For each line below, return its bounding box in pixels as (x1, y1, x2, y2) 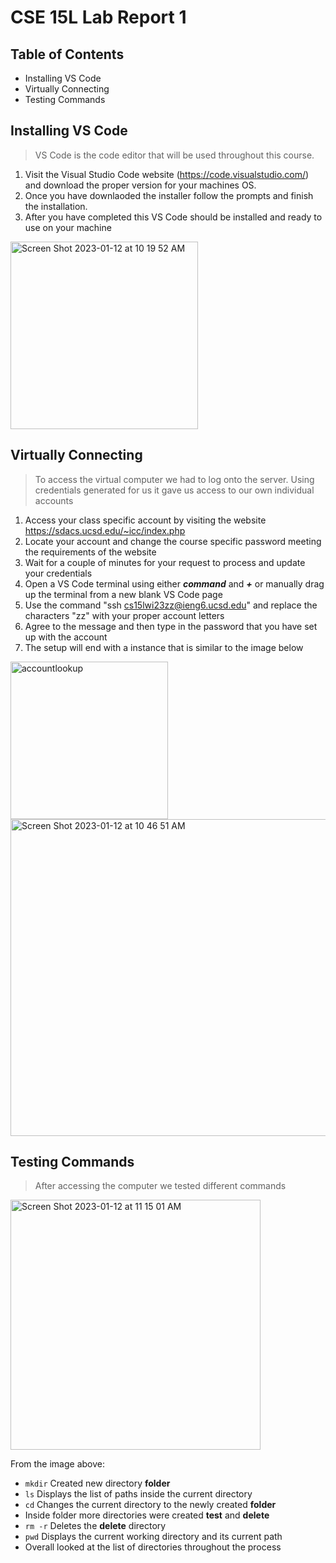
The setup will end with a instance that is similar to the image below (24, 641, 304, 653)
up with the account (24, 631, 108, 643)
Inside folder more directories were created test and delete (24, 1509, 270, 1521)
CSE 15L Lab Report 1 (10, 6, 187, 29)
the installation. (24, 200, 88, 212)
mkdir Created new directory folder (24, 1477, 171, 1490)
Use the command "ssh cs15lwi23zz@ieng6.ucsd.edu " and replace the (24, 599, 318, 611)
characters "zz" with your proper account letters (24, 609, 225, 621)
